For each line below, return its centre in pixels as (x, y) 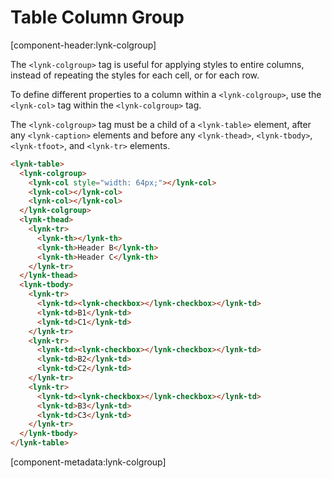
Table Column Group (97, 17)
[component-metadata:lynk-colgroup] (88, 462)
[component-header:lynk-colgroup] (83, 45)
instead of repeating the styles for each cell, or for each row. (135, 75)
